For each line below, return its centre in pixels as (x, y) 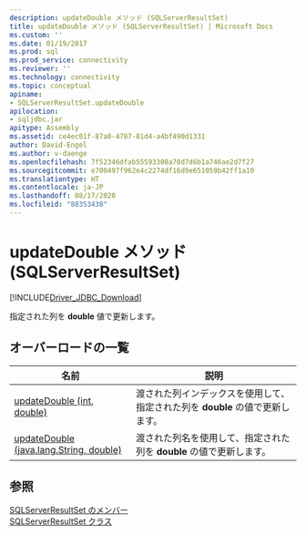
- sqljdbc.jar (36, 119)
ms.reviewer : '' (40, 69)
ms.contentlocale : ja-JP (56, 188)
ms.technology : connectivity (65, 77)
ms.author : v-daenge (49, 153)
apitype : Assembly (44, 129)
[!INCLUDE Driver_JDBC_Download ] (76, 297)
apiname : (26, 94)
